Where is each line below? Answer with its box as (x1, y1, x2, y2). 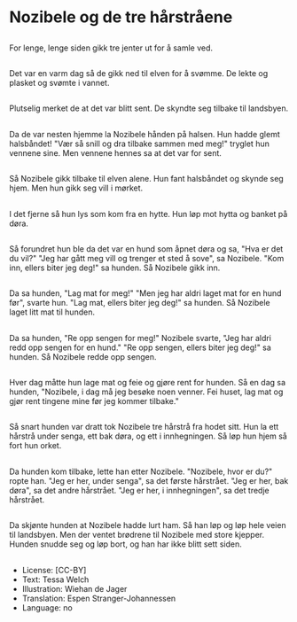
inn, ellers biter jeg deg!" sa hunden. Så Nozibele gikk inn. (9, 262, 221, 273)
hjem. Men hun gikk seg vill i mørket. (9, 183, 144, 193)
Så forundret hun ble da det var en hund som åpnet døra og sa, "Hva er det (9, 243, 284, 254)
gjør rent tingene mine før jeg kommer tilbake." (9, 396, 179, 407)
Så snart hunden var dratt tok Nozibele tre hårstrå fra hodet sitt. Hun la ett (9, 422, 279, 432)
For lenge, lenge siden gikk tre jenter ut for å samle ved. (9, 43, 214, 53)
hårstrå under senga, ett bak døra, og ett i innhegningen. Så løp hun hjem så (9, 431, 288, 441)
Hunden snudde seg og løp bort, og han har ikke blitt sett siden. (9, 539, 242, 549)
